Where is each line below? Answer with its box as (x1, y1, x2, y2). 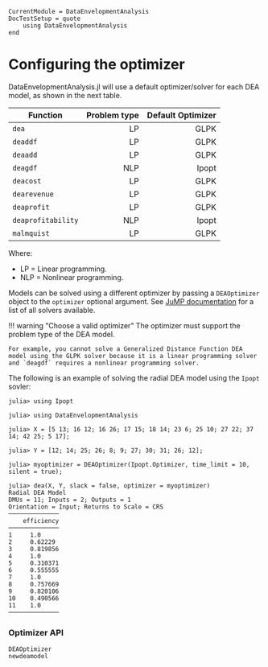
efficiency (23, 517, 60, 525)
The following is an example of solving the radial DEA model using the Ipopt (8, 373, 260, 382)
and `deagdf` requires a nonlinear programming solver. (8, 359, 200, 367)
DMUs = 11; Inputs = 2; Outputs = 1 (8, 496, 131, 504)
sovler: (8, 381, 31, 391)
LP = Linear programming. (19, 264, 107, 274)
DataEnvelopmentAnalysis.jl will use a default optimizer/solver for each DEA (8, 81, 260, 92)
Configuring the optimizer (8, 56, 185, 74)
